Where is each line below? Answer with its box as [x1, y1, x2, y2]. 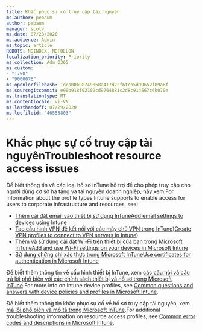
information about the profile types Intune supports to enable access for [6, 194, 186, 202]
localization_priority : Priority [6, 54, 90, 60]
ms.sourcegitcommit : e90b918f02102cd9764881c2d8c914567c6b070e [6, 88, 169, 94]
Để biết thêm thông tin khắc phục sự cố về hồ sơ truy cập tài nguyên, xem [6, 300, 190, 307]
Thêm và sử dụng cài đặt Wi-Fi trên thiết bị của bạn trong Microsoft [14, 238, 183, 245]
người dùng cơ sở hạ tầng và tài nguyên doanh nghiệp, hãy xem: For [6, 188, 174, 195]
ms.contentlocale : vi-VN [6, 98, 69, 104]
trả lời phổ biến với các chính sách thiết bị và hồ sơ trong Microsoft [6, 275, 172, 283]
